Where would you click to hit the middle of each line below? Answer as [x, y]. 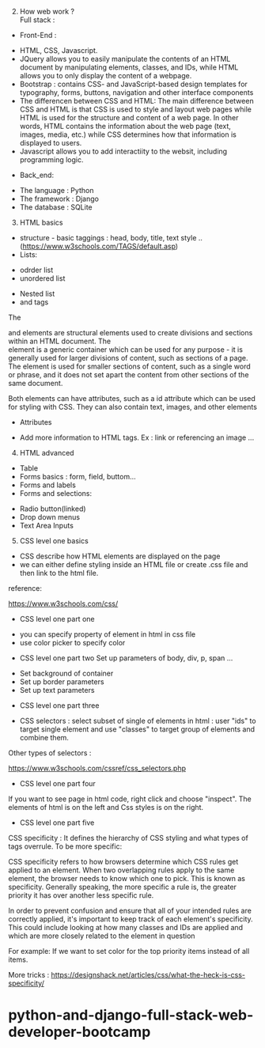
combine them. [44, 738]
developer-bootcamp [79, 1032]
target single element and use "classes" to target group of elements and [137, 729]
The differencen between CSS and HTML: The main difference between [137, 101]
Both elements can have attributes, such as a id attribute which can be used [132, 398]
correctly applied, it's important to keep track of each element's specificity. [131, 919]
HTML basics [41, 222]
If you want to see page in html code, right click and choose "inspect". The [130, 799]
